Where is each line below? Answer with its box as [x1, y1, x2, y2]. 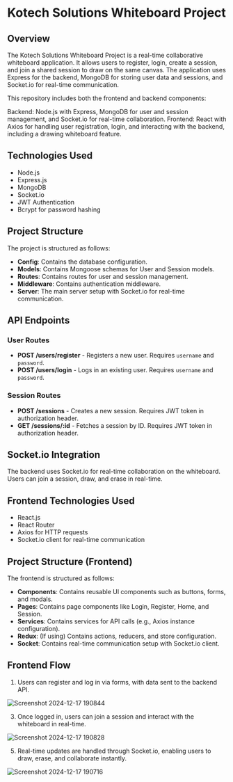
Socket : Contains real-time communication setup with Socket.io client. [17, 639, 220, 648]
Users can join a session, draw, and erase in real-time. [7, 474, 163, 483]
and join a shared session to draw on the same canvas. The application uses [7, 66, 226, 74]
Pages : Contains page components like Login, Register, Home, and [17, 603, 209, 611]
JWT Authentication [17, 198, 75, 206]
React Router [17, 520, 55, 529]
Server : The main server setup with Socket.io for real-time [17, 287, 186, 295]
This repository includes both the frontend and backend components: [7, 94, 207, 102]
